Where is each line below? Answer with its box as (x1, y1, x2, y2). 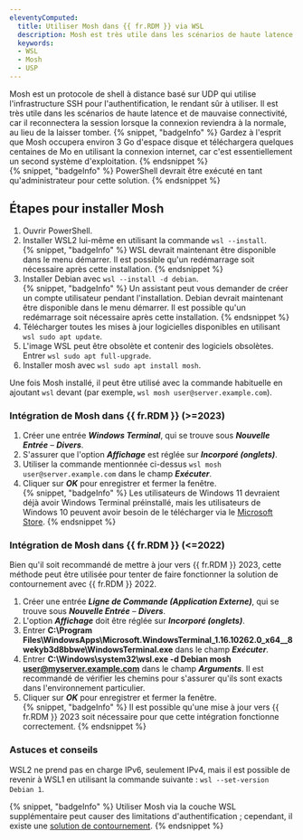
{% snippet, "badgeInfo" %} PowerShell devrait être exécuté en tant (9, 165, 263, 176)
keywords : (17, 38, 54, 48)
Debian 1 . (9, 783, 45, 794)
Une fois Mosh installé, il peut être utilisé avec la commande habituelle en (9, 377, 283, 388)
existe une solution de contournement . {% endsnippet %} (9, 820, 224, 831)
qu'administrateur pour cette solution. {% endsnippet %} (9, 175, 222, 185)
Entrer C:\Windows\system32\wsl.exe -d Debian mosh (22, 654, 232, 665)
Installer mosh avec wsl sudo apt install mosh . (22, 359, 202, 371)
